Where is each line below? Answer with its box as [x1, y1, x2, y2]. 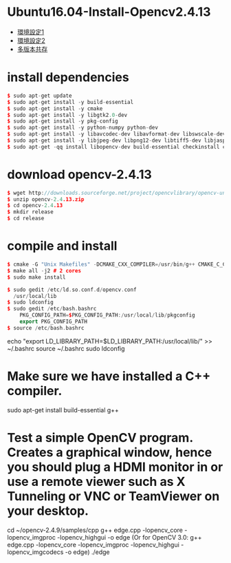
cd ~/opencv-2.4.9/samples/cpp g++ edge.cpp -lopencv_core [7, 526, 184, 534]
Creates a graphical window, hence [7, 445, 212, 460]
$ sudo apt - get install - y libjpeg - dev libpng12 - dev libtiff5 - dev [7, 137, 201, 144]
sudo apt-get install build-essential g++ [7, 405, 119, 414]
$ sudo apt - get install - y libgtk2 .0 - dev [7, 111, 128, 118]
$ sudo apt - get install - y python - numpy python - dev [7, 125, 158, 131]
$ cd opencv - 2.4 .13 [7, 202, 63, 209]
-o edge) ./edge [65, 548, 110, 556]
